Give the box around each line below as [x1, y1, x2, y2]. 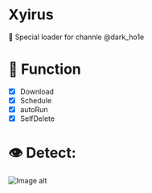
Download [19, 86, 55, 96]
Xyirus [8, 6, 54, 24]
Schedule [19, 95, 52, 105]
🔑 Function [8, 60, 82, 78]
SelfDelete [19, 114, 55, 123]
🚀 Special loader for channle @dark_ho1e [8, 32, 145, 42]
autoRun [19, 105, 48, 114]
